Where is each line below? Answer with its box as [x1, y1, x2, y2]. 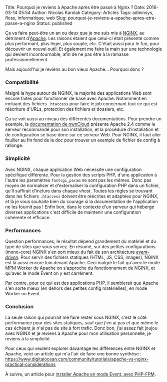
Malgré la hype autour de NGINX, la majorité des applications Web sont [5, 90, 152, 96]
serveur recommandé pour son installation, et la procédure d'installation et [5, 126, 159, 132]
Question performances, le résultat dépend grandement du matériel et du [5, 238, 156, 244]
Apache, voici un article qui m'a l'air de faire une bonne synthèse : [5, 351, 141, 357]
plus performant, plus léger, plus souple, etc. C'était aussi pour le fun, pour [5, 41, 160, 47]
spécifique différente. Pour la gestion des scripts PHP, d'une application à [5, 171, 157, 177]
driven [5, 254, 18, 260]
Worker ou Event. [5, 290, 41, 296]
